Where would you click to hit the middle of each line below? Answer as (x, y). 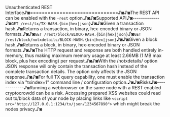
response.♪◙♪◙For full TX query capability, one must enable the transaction (85, 77)
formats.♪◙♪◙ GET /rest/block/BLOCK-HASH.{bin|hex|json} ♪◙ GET (73, 34)
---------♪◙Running (26, 87)
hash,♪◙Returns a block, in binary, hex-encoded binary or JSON (73, 45)
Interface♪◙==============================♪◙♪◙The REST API (82, 13)
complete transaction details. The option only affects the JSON (71, 72)
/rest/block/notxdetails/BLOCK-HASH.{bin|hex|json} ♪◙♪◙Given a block (81, 39)
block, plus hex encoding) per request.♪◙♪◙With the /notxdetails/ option (81, 61)
